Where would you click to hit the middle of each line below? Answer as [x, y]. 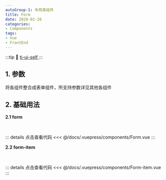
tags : [11, 33]
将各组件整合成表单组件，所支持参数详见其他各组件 [58, 87]
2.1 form [14, 117]
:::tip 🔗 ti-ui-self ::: [24, 57]
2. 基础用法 [23, 105]
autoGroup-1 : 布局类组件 [30, 10]
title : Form [18, 15]
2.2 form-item [20, 147]
